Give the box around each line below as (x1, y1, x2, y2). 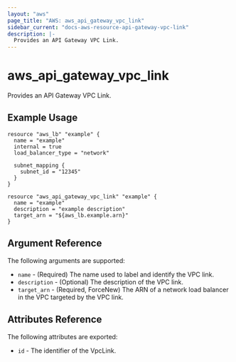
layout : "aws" (7, 10, 50, 18)
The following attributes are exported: (7, 332, 118, 341)
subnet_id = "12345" (20, 168, 81, 175)
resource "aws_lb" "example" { (7, 130, 100, 138)
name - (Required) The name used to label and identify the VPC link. (17, 270, 215, 279)
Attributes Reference (7, 314, 102, 326)
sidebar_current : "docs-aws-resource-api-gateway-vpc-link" (7, 24, 190, 31)
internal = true (14, 143, 62, 150)
